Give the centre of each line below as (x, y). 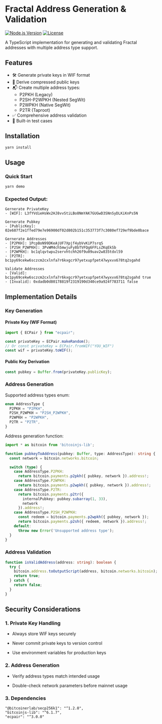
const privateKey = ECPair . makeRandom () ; (48, 341)
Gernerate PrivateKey (27, 209)
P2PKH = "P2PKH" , (27, 409)
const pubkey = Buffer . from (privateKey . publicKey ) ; (58, 372)
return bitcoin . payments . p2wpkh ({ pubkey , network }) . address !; (84, 485)
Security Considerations (43, 610)
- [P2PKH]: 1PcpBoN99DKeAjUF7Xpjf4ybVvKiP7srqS (54, 243)
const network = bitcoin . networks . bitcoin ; (54, 458)
